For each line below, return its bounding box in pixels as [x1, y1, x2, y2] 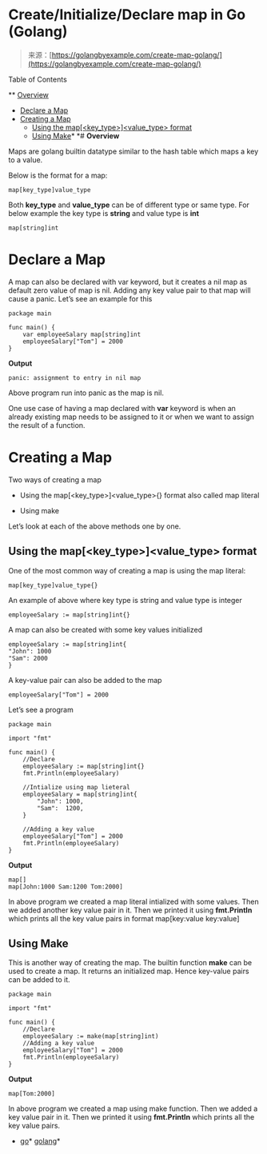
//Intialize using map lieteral [22, 783, 130, 791]
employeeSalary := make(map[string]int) [22, 1032, 159, 1040]
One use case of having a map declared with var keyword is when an [8, 403, 236, 413]
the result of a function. [8, 420, 86, 429]
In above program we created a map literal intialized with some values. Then [8, 896, 259, 906]
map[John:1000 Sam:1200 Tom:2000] [8, 882, 124, 891]
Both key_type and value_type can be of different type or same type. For [8, 200, 250, 210]
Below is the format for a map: [8, 170, 108, 180]
